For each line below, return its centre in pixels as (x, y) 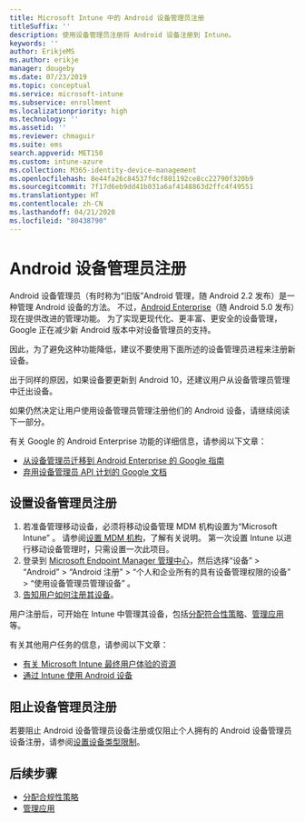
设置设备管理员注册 (63, 502)
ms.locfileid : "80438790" (58, 221)
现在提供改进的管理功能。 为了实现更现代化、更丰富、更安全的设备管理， (146, 318)
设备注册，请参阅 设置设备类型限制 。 (77, 742)
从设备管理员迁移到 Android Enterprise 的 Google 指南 (123, 460)
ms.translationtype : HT (54, 195)
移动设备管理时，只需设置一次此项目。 (102, 549)
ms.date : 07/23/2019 (49, 77)
